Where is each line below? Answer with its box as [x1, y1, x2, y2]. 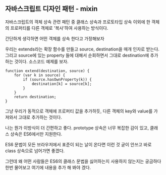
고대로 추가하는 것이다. [18, 114, 62, 120]
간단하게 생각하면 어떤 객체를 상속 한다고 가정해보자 [5, 35, 105, 41]
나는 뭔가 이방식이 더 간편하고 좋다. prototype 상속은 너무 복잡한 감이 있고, [5, 124, 149, 130]
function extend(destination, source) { [5, 68, 90, 73]
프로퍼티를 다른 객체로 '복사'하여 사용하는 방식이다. [10, 25, 109, 31]
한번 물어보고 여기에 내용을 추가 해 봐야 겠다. [5, 164, 91, 170]
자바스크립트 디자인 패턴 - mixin [5, 4, 98, 13]
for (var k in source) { [14, 72, 65, 78]
